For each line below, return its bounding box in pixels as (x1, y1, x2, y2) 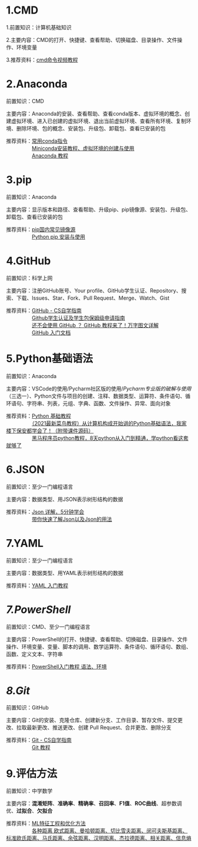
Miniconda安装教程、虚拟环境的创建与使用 (32, 145, 135, 152)
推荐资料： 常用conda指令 (6, 137, 68, 145)
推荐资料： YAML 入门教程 (6, 582, 69, 589)
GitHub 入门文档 (32, 329, 71, 336)
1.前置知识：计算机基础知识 (6, 24, 72, 31)
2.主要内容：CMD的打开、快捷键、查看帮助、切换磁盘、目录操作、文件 (6, 36, 177, 43)
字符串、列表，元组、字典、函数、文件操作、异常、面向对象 (26, 399, 171, 407)
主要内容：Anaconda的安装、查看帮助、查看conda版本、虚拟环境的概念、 (6, 110, 185, 117)
